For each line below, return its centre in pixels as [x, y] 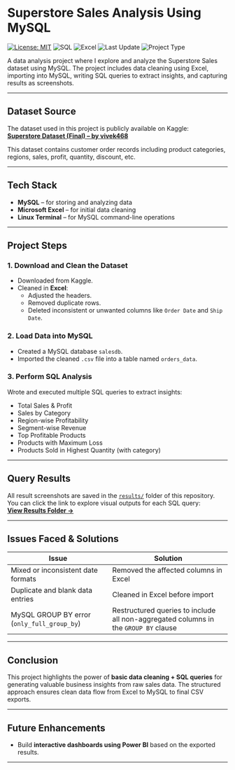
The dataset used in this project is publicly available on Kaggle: [98, 128]
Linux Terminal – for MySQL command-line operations [96, 217]
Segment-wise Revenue [52, 427]
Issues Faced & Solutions [63, 539]
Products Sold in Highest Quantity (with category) [89, 450]
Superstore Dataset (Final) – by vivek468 [68, 136]
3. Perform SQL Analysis [50, 377]
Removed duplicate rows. [64, 303]
